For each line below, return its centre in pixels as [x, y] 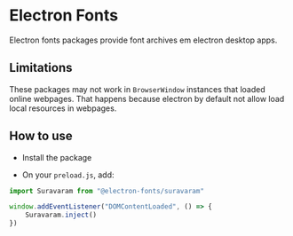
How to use [41, 136]
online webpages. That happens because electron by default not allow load [147, 98]
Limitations [41, 68]
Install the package [57, 157]
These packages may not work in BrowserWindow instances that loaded [138, 89]
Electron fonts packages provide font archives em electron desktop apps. [143, 40]
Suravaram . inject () [61, 215]
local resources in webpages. [63, 108]
